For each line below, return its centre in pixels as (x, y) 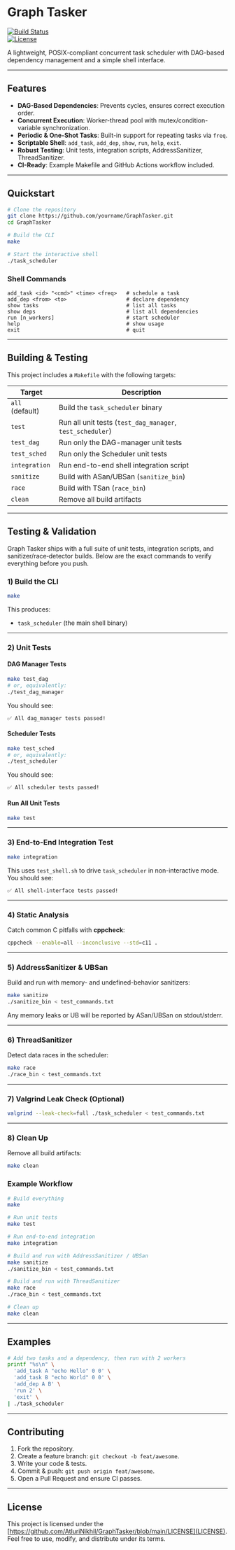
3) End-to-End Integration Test (60, 843)
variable (29, 127)
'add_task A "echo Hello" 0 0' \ (62, 1371)
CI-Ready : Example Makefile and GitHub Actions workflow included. (116, 164)
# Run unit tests (33, 1218)
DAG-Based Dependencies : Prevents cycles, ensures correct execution (121, 105)
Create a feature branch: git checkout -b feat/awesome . (98, 1456)
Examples (29, 1342)
